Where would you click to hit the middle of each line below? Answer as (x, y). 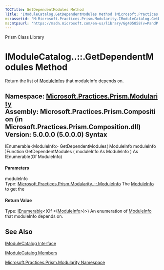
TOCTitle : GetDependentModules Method (44, 10)
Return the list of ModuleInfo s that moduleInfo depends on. (64, 81)
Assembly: (22, 111)
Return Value (19, 200)
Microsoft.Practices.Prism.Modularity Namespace (55, 263)
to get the (15, 189)
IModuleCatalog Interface (31, 244)
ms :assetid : (17, 19)
